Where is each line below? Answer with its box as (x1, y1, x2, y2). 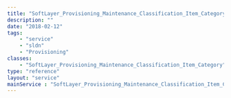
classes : (7, 55, 32, 62)
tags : (7, 29, 23, 37)
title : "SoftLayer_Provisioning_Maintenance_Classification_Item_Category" (7, 10, 229, 17)
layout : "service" (7, 74, 60, 81)
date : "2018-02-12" (7, 23, 63, 30)
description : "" (7, 17, 54, 23)
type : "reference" (7, 68, 60, 75)
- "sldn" (19, 42, 45, 49)
